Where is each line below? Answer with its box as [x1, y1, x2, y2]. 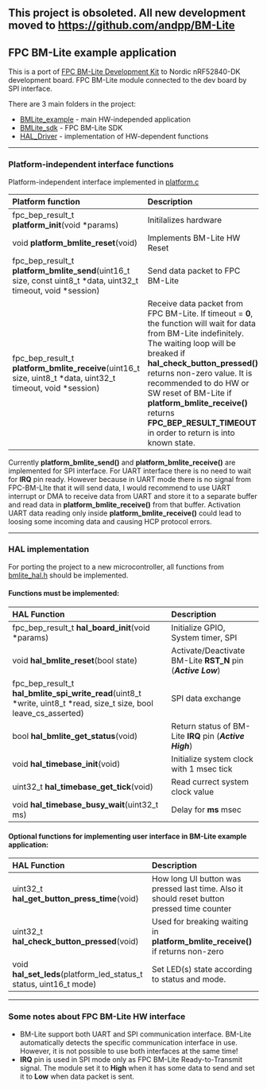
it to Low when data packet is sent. [19, 1071, 135, 1081]
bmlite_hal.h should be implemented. [8, 570, 129, 580]
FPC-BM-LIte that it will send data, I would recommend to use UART [8, 483, 231, 492]
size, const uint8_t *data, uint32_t [12, 274, 139, 286]
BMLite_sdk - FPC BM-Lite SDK [19, 123, 123, 133]
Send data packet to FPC [147, 265, 241, 276]
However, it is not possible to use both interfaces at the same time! [19, 1046, 238, 1056]
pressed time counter [152, 903, 232, 914]
